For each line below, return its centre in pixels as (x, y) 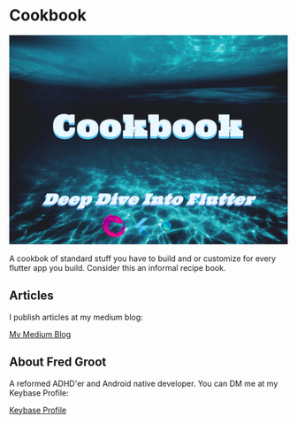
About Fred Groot (58, 362)
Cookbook (48, 15)
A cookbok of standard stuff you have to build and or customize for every (143, 258)
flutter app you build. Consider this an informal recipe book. (118, 267)
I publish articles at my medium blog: (76, 317)
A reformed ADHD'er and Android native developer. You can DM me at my (144, 383)
